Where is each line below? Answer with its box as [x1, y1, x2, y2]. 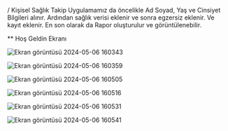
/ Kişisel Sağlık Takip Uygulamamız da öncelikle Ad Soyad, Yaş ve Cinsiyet [7, 6, 221, 14]
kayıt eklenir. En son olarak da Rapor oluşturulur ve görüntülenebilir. [7, 21, 202, 29]
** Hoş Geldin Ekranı [7, 34, 67, 43]
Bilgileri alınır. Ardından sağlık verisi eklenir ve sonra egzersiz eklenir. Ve [7, 13, 215, 22]
